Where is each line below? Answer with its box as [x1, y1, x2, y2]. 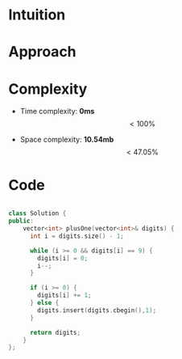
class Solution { [8, 209, 67, 218]
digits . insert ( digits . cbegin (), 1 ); [37, 306, 157, 315]
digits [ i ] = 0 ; [37, 254, 89, 262]
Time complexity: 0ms [19, 107, 95, 116]
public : [8, 217, 35, 226]
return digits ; [29, 328, 81, 336]
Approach [8, 43, 77, 61]
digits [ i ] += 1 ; [37, 291, 92, 300]
